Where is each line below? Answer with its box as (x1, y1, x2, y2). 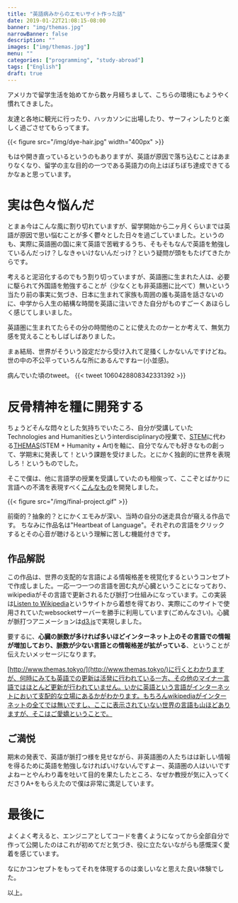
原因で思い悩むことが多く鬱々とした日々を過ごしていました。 (19, 231, 200, 239)
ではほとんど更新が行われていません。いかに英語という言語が (13, 683, 193, 691)
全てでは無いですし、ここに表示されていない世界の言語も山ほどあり (31, 701, 231, 709)
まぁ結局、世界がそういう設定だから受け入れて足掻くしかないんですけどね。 (7, 347, 230, 356)
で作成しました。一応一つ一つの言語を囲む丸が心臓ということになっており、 (7, 582, 230, 590)
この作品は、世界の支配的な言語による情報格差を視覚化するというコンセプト (7, 573, 231, 581)
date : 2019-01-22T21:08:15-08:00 (7, 17, 106, 24)
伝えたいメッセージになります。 (7, 650, 101, 659)
